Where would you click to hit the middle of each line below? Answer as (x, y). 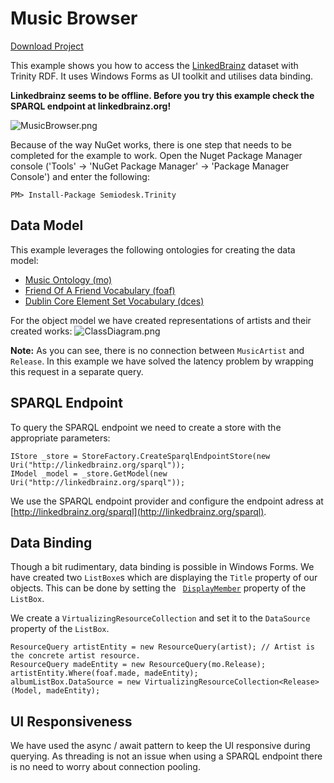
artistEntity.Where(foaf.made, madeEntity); (104, 673)
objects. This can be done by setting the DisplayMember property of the (158, 588)
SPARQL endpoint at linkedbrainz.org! (91, 106)
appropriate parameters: (60, 438)
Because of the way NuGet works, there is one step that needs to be (151, 144)
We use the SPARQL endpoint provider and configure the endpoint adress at (167, 501)
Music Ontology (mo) (68, 279)
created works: (41, 331)
